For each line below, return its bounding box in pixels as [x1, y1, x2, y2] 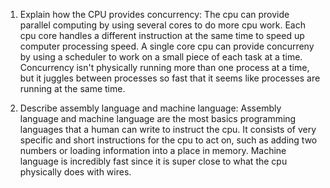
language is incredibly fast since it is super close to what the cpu [19, 155, 288, 167]
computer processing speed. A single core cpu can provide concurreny [19, 40, 315, 52]
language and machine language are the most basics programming [19, 113, 297, 124]
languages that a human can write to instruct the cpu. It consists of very [19, 124, 317, 135]
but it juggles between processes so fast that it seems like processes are [19, 72, 321, 84]
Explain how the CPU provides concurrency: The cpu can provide [19, 9, 290, 20]
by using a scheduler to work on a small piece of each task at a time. [19, 51, 303, 63]
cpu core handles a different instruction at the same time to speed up [19, 30, 305, 41]
